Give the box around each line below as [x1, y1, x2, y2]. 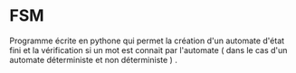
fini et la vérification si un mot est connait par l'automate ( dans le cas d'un [9, 44, 288, 55]
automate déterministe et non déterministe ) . [9, 54, 178, 65]
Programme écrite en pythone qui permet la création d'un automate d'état [9, 35, 285, 46]
